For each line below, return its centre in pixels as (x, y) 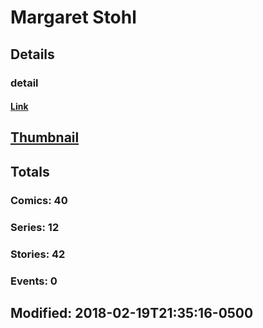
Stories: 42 (38, 254)
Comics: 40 (39, 200)
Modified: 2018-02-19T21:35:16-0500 (132, 312)
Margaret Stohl (73, 17)
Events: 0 (34, 281)
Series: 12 (35, 227)
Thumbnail (45, 137)
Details (32, 54)
